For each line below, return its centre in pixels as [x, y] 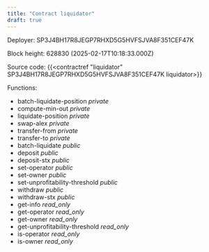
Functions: [22, 87]
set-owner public [42, 175]
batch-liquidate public [49, 145]
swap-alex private [43, 123]
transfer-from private [48, 131]
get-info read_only [44, 204]
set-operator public [45, 167]
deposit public [38, 153]
